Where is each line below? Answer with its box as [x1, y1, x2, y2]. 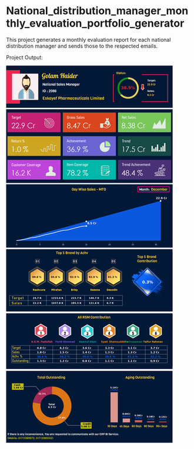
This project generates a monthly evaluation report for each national [6, 36, 171, 43]
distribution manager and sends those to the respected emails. [6, 42, 158, 49]
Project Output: [6, 54, 43, 61]
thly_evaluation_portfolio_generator [6, 16, 185, 30]
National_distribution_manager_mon [6, 4, 189, 18]
